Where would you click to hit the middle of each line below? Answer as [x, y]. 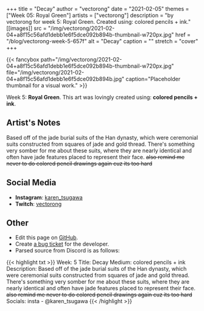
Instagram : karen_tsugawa [49, 197]
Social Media [31, 183]
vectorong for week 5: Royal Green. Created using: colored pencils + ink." [98, 22]
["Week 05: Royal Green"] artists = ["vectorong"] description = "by [90, 15]
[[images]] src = [26, 28]
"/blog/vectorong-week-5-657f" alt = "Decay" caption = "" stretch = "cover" [102, 41]
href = [183, 35]
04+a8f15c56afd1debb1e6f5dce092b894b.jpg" [65, 79]
